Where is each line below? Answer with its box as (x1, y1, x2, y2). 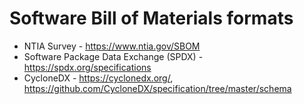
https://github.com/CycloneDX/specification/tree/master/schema (23, 82, 292, 94)
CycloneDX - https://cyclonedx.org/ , (23, 72, 174, 84)
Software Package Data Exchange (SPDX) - (23, 50, 204, 62)
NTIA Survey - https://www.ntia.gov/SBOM (23, 40, 201, 52)
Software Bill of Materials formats (9, 7, 294, 30)
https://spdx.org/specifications (23, 61, 152, 73)
